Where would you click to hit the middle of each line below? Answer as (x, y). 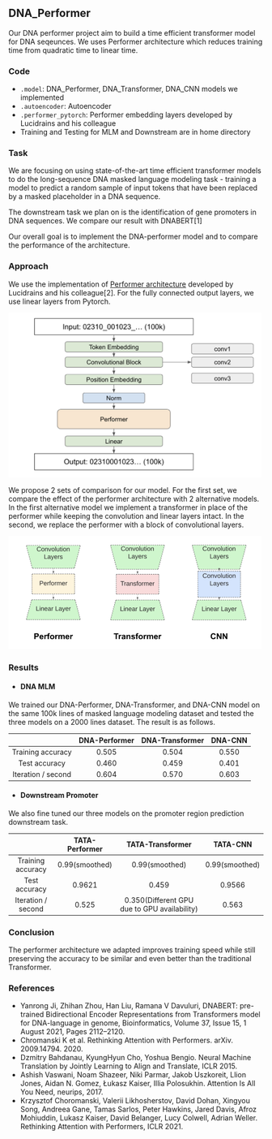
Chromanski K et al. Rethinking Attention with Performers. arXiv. (126, 1040)
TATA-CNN (233, 844)
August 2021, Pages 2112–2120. (72, 1032)
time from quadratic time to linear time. (73, 50)
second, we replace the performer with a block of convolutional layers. (126, 525)
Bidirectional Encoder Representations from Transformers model (153, 1015)
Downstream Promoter (59, 796)
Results (23, 667)
